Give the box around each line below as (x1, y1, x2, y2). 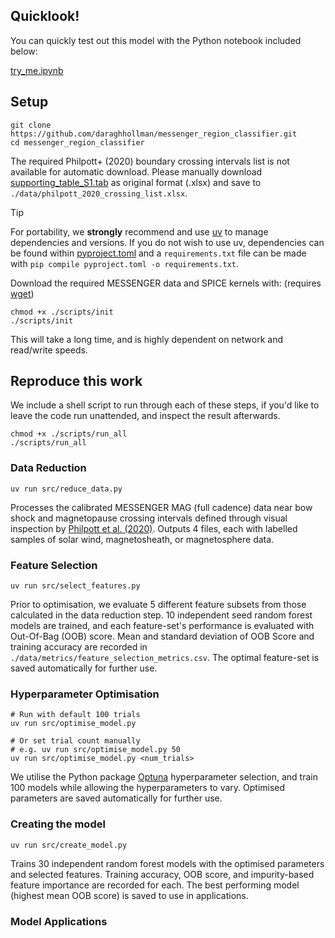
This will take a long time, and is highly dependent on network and (10, 333, 283, 345)
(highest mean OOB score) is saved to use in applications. (10, 889, 249, 901)
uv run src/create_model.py (10, 840, 128, 850)
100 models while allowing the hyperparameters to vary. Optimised (10, 782, 286, 794)
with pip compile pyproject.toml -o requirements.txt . (10, 257, 240, 269)
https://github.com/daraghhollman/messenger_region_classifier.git (10, 129, 298, 139)
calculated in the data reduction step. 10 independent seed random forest (10, 609, 313, 621)
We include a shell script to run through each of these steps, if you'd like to (10, 399, 320, 411)
